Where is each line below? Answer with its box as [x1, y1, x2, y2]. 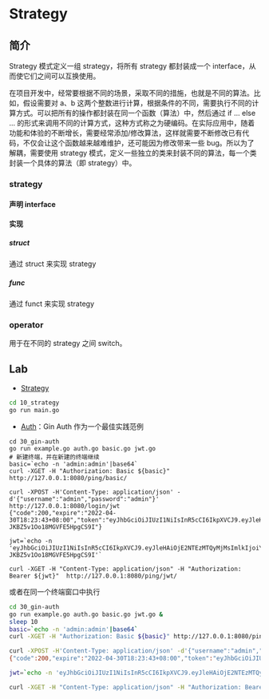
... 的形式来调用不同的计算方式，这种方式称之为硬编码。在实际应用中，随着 [9, 118, 255, 128]
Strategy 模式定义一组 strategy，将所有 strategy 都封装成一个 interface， [9, 62, 250, 70]
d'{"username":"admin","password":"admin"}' [9, 494, 160, 503]
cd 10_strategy [9, 399, 60, 407]
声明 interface [9, 199, 57, 209]
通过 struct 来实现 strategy [9, 259, 97, 268]
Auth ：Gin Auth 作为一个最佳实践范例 [20, 421, 144, 431]
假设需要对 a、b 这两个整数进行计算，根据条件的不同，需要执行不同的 [22, 98, 252, 108]
